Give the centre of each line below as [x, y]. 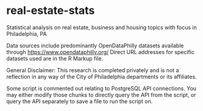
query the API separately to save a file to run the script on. [80, 101]
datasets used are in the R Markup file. [55, 58]
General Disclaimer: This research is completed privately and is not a [93, 70]
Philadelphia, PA [27, 33]
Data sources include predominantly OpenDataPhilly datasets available [95, 45]
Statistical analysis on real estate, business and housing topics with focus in [101, 27]
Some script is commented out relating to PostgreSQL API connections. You [101, 88]
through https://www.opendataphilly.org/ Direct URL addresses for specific [101, 52]
